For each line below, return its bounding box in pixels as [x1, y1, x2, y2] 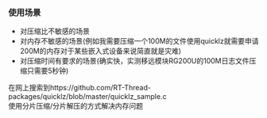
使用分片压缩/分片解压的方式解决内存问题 [8, 101, 144, 111]
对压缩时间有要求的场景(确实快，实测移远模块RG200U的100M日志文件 [19, 56, 250, 66]
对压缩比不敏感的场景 [19, 26, 90, 36]
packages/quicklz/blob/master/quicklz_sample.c [8, 92, 167, 101]
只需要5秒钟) [26, 66, 69, 76]
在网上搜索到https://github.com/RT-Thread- [8, 83, 151, 93]
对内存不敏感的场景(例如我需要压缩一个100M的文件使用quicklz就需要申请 [19, 36, 259, 46]
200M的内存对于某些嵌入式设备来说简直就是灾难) [19, 46, 181, 56]
